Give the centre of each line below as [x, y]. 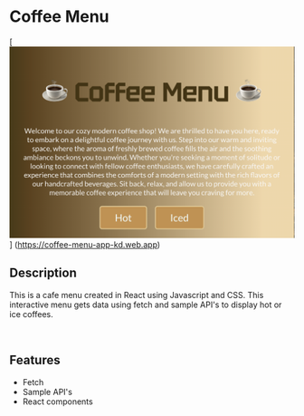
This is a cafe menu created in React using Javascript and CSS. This [137, 295]
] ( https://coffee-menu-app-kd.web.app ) [85, 245]
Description [43, 273]
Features [35, 360]
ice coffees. [32, 314]
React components [57, 401]
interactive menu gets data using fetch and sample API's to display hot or [146, 305]
